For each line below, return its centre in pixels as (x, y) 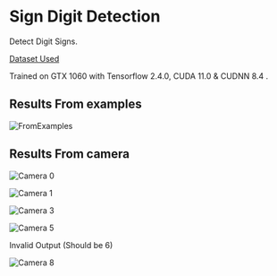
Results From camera (70, 154)
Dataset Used (34, 58)
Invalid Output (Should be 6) (61, 245)
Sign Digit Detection (85, 17)
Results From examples (76, 104)
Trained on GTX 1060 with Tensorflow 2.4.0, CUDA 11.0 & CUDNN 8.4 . (139, 76)
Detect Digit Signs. (44, 41)
